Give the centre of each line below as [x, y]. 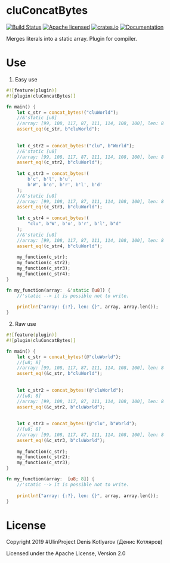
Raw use [25, 324]
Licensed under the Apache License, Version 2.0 [66, 553]
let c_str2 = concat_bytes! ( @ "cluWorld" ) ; [70, 390]
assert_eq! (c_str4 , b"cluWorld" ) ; [60, 246]
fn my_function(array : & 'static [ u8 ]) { [58, 290]
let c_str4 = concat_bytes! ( [53, 218]
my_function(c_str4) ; [44, 274]
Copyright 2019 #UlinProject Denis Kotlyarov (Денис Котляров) [84, 542]
